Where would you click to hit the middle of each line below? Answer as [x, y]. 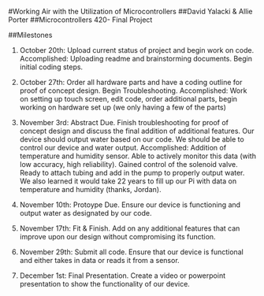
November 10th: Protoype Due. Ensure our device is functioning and [130, 205]
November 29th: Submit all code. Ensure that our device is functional [132, 252]
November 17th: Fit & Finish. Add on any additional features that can [130, 228]
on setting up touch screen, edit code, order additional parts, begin [128, 99]
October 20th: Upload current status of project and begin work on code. [137, 50]
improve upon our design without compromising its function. [117, 237]
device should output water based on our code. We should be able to [132, 139]
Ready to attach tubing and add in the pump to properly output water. [132, 173]
